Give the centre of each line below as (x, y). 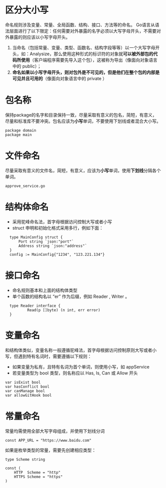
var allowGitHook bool (28, 395)
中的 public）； (27, 66)
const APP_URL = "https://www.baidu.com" (48, 440)
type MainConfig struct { (36, 237)
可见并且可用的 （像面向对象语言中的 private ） (60, 78)
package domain (21, 130)
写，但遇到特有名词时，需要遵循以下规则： (48, 356)
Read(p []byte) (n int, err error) (63, 310)
